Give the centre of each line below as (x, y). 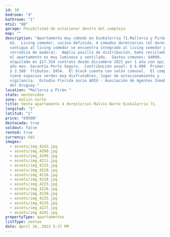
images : (13, 142)
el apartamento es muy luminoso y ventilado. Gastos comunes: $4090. (86, 57)
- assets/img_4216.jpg (34, 175)
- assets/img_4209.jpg (34, 156)
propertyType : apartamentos (35, 217)
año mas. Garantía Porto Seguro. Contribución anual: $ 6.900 (78, 66)
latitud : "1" (19, 114)
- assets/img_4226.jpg (34, 189)
